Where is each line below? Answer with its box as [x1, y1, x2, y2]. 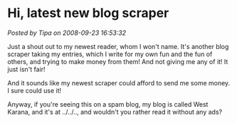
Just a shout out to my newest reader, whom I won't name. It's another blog [7, 42, 229, 50]
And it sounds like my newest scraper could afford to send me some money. [7, 78, 231, 87]
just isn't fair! [7, 65, 46, 73]
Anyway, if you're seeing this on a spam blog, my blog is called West [7, 100, 209, 108]
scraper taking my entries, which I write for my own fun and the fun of [7, 50, 213, 58]
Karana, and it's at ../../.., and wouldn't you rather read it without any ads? [7, 107, 223, 116]
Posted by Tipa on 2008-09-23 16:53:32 [7, 28, 127, 37]
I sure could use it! [7, 86, 62, 95]
